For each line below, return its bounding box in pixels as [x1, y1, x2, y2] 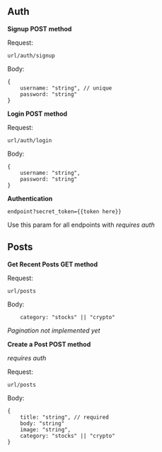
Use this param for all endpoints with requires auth [7, 220, 155, 229]
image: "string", [20, 426, 71, 433]
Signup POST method [7, 24, 72, 33]
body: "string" [20, 419, 65, 427]
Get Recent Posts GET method [7, 259, 98, 269]
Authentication [7, 194, 53, 203]
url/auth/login [7, 136, 52, 144]
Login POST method [7, 109, 68, 118]
